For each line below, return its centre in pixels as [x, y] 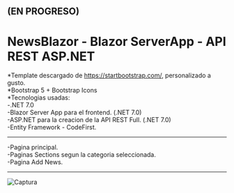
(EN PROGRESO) [44, 11]
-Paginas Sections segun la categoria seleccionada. [82, 155]
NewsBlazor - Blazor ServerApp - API [117, 41]
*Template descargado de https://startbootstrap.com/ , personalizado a [109, 75]
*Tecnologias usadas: [39, 98]
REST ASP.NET [51, 56]
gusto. [16, 83]
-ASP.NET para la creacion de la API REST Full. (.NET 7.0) [89, 120]
